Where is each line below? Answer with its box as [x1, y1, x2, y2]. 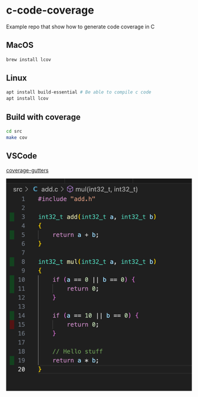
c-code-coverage [6, 4, 94, 17]
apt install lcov [6, 96, 49, 102]
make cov [6, 134, 28, 141]
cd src [6, 128, 22, 134]
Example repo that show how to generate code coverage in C [6, 23, 155, 30]
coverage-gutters [6, 167, 49, 174]
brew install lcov [6, 57, 51, 63]
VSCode [6, 151, 37, 161]
